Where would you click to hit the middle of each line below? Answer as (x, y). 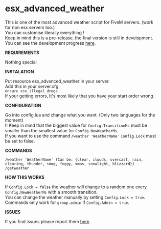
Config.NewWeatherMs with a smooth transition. (51, 192)
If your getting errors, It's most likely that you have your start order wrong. (80, 96)
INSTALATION (20, 71)
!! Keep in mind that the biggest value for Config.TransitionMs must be (76, 125)
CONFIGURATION (23, 105)
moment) (14, 120)
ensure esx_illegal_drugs (31, 91)
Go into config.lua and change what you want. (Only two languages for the (80, 115)
